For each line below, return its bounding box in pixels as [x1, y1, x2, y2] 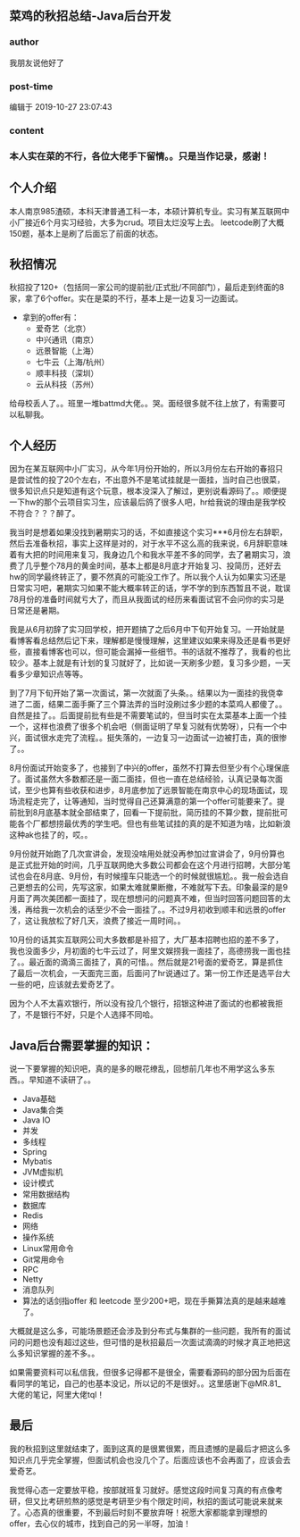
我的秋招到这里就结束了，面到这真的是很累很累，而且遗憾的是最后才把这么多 [9, 1443, 291, 1454]
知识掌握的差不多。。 [24, 1348, 100, 1359]
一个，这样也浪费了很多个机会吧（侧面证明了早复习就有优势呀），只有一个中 [9, 722, 287, 732]
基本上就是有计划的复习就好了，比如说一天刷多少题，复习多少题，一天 [32, 657, 291, 668]
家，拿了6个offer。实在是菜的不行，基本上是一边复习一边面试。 [9, 293, 243, 304]
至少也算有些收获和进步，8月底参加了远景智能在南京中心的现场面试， [24, 785, 280, 796]
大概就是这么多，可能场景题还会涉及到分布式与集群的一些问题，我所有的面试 [9, 1325, 291, 1337]
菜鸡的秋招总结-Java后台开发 [9, 8, 171, 24]
